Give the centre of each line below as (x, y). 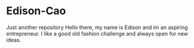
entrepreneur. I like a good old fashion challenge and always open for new (97, 33)
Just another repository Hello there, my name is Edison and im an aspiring (97, 27)
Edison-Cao (36, 11)
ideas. (14, 40)
